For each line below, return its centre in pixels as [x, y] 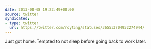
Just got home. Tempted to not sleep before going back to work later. [76, 41]
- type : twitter [22, 23]
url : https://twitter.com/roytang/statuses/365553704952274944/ [77, 28]
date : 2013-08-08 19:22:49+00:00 [39, 9]
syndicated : [17, 18]
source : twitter [22, 14]
